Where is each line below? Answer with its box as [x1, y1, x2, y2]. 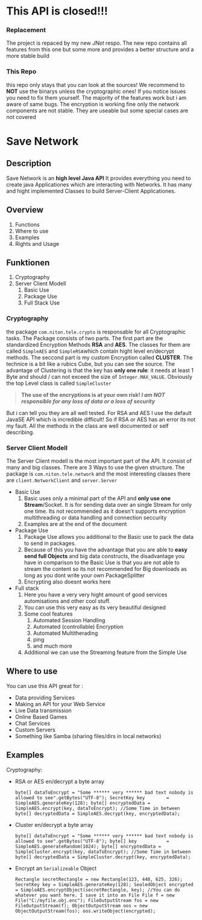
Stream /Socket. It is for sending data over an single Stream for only [24, 501, 192, 508]
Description [6, 158, 51, 169]
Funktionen [6, 257, 50, 268]
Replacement [6, 26, 46, 34]
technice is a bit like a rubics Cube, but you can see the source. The [6, 360, 175, 367]
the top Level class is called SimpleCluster [6, 379, 112, 387]
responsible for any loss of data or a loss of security [21, 397, 156, 405]
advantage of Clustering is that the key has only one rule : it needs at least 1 [6, 367, 194, 374]
